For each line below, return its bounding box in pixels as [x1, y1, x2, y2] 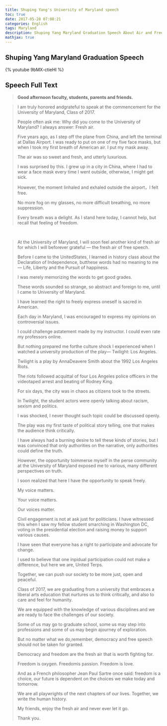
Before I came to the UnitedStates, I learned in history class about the [17, 254, 160, 260]
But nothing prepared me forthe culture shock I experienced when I [17, 343, 156, 349]
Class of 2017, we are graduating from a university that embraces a [17, 586, 155, 592]
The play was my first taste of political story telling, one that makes [17, 422, 155, 428]
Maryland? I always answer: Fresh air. [17, 124, 94, 130]
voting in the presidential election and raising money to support [17, 526, 147, 532]
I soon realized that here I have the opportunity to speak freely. [17, 478, 147, 484]
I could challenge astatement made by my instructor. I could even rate [17, 328, 161, 334]
